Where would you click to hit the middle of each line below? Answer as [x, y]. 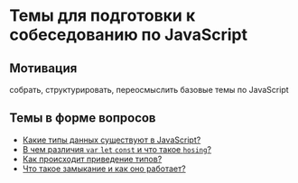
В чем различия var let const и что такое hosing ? [117, 149]
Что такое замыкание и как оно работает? [104, 169]
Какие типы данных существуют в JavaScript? [112, 140]
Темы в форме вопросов [83, 118]
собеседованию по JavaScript [129, 35]
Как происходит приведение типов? [92, 159]
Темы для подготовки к [102, 16]
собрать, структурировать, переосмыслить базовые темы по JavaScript [149, 90]
